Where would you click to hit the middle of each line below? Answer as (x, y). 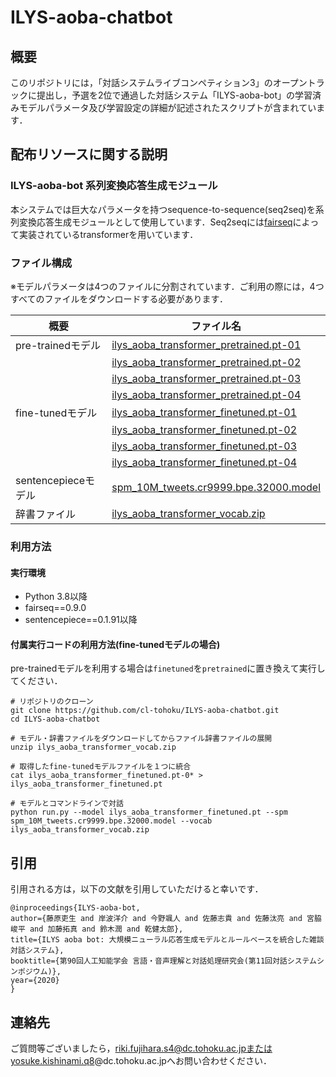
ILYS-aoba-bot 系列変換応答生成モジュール (114, 186)
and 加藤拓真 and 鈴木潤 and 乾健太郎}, (106, 929)
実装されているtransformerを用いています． (108, 234)
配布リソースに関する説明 (89, 154)
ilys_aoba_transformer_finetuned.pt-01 (204, 412)
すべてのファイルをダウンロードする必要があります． (119, 298)
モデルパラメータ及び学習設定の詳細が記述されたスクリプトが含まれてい (167, 107)
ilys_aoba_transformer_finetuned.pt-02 (204, 429)
